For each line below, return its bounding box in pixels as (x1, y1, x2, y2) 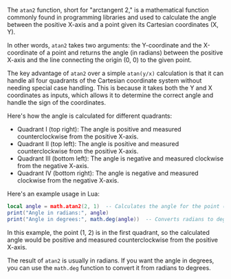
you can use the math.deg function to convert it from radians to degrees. (7, 263, 211, 271)
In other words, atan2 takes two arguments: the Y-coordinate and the (7, 41, 202, 49)
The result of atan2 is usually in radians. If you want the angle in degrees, (7, 256, 214, 265)
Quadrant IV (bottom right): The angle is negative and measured (16, 169, 199, 177)
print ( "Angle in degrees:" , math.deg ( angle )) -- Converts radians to (7, 216, 214, 223)
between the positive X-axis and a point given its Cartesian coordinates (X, (7, 21, 219, 28)
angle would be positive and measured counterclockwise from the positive (7, 236, 219, 244)
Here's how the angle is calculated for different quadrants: (7, 112, 173, 120)
